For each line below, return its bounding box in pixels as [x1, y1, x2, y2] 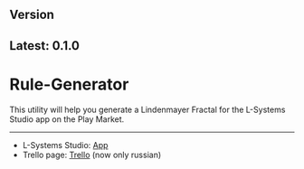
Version [9, 7, 54, 23]
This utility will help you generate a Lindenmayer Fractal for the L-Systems [9, 104, 286, 115]
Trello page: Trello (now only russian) [22, 149, 162, 160]
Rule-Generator [9, 74, 129, 94]
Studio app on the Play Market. [9, 113, 125, 125]
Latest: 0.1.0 [9, 38, 80, 53]
